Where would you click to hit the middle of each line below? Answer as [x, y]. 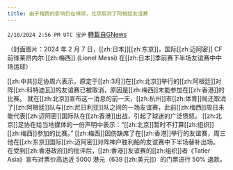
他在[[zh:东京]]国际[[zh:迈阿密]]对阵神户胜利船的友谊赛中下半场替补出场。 [113, 142]
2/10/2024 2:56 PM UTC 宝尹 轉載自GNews [67, 34]
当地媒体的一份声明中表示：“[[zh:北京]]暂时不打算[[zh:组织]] [128, 124]
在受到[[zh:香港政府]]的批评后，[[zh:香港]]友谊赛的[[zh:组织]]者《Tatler [109, 151]
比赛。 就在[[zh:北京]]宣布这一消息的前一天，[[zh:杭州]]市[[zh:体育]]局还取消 [117, 99]
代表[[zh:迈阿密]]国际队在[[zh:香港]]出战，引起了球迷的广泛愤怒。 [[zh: [114, 116]
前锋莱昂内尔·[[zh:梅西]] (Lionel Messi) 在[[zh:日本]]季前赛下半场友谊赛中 [112, 58]
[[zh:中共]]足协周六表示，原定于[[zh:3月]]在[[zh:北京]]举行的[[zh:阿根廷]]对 [114, 81]
